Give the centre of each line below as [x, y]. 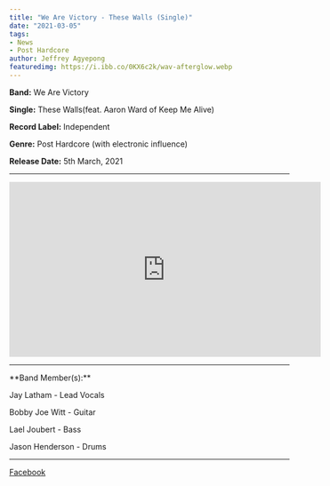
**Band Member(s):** [50, 378]
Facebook [28, 472]
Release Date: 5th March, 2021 [66, 161]
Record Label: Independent [60, 126]
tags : [19, 34]
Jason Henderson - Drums [58, 446]
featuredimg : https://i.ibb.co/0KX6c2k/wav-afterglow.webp [121, 68]
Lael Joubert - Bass [45, 429]
